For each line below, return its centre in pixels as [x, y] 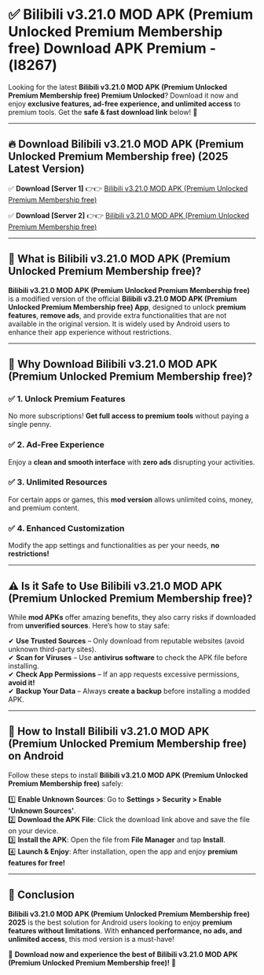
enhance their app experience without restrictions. [90, 332]
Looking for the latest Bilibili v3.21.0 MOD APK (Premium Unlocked [118, 87]
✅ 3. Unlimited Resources [58, 482]
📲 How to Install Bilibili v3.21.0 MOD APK [109, 731]
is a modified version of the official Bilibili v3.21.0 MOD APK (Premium [123, 298]
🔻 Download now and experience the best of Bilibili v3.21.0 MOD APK [123, 954]
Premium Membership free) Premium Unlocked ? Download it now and [123, 95]
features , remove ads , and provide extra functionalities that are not [117, 315]
